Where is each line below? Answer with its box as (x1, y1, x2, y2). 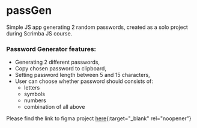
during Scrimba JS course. (6, 29, 73, 37)
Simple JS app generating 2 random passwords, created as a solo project (6, 23, 188, 31)
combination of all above (23, 103, 85, 111)
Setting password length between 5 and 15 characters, (14, 72, 150, 79)
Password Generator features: (6, 44, 97, 53)
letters (23, 84, 40, 91)
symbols (23, 91, 45, 98)
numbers (23, 97, 46, 104)
